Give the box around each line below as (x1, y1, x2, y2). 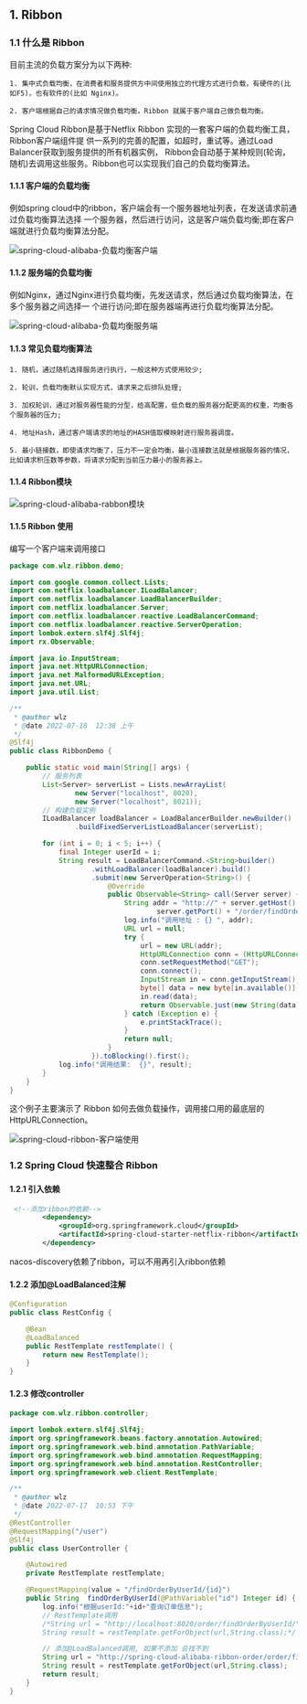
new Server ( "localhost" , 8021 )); (74, 797, 203, 806)
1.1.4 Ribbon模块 (9, 475, 72, 487)
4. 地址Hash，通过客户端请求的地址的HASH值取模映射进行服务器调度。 (9, 429, 238, 438)
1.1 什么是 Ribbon (9, 37, 85, 49)
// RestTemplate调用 (42, 1611, 118, 1620)
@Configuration (9, 1300, 68, 1309)
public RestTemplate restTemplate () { (26, 1341, 174, 1351)
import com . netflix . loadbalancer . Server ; (9, 603, 170, 612)
